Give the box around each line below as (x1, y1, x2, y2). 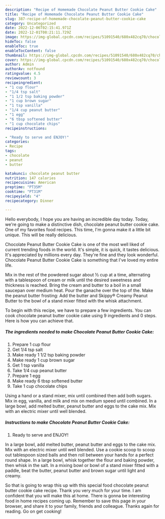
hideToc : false (5, 39, 36, 44)
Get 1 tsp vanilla (12, 362, 44, 368)
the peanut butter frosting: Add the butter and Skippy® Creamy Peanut (5, 293, 148, 299)
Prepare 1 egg (12, 373, 41, 379)
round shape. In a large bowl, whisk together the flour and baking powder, (5, 457, 155, 463)
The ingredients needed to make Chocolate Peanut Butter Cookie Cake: (5, 329, 154, 335)
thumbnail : (5, 53, 27, 58)
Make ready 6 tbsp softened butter (12, 378, 83, 383)
